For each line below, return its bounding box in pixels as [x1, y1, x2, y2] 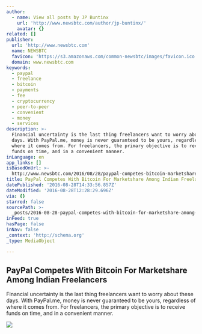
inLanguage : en [6, 154, 44, 160]
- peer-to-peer [11, 103, 50, 110]
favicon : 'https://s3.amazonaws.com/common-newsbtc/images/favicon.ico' [11, 53, 198, 59]
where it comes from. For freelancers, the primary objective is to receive [6, 303, 186, 311]
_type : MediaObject [6, 238, 55, 244]
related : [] [6, 31, 36, 37]
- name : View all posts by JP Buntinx [11, 14, 109, 20]
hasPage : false [6, 221, 44, 227]
